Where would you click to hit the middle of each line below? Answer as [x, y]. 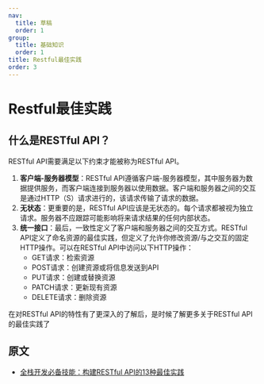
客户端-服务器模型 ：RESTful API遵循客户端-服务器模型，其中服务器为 [133, 178]
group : [19, 38]
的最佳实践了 [29, 324]
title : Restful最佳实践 [45, 60]
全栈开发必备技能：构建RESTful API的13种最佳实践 [102, 372]
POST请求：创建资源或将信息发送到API [95, 267]
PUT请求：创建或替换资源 [73, 277]
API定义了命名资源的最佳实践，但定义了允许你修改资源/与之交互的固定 [134, 237]
